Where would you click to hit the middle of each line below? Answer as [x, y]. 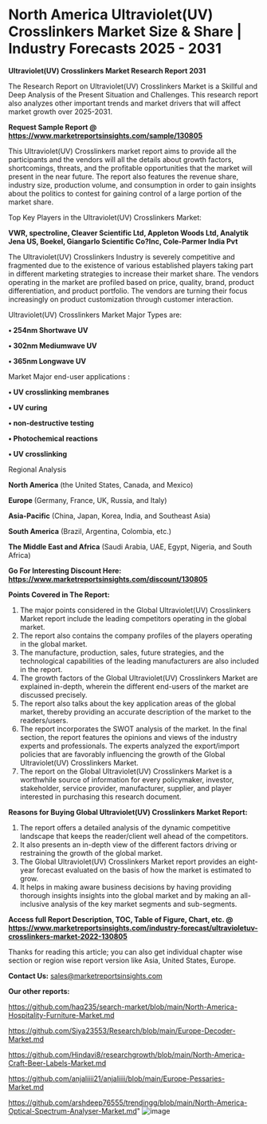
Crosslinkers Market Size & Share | [125, 32]
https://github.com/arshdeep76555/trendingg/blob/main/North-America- [128, 1102]
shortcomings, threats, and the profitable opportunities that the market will [130, 168]
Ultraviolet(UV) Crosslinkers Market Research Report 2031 [107, 70]
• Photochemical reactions [53, 438]
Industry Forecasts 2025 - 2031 [115, 49]
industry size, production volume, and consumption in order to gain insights [132, 184]
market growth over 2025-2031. [61, 111]
